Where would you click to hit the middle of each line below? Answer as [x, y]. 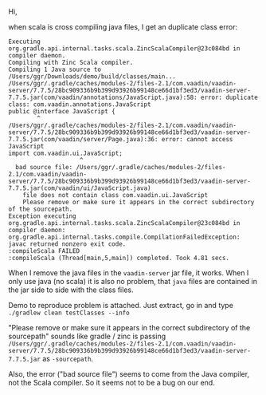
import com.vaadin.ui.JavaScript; [66, 153]
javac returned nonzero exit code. [67, 244]
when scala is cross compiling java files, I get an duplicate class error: [123, 27]
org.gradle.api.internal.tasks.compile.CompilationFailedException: [124, 237]
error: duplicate [229, 97]
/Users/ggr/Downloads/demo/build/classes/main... [92, 77]
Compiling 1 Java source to [55, 69]
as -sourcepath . [68, 359]
